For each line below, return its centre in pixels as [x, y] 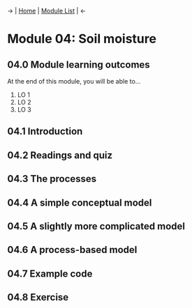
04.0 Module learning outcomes [79, 64]
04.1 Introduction [45, 131]
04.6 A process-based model [72, 250]
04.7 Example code [50, 274]
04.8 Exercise [38, 297]
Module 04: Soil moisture [82, 39]
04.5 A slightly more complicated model [96, 226]
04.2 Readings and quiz [60, 155]
